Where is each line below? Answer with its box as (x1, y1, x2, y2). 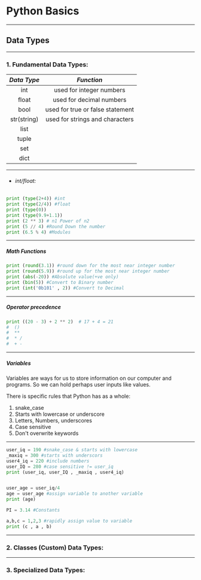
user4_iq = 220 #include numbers (6, 458, 90, 464)
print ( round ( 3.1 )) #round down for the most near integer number (6, 262, 175, 269)
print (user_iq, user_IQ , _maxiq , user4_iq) (6, 469, 124, 475)
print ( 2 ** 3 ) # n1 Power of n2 (6, 217, 90, 224)
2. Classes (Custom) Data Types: (6, 543, 103, 552)
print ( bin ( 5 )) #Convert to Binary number (6, 279, 114, 285)
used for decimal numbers (53, 96, 127, 104)
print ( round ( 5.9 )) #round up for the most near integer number (6, 268, 170, 274)
